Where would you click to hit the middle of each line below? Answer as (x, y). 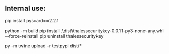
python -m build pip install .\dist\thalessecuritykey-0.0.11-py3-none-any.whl (84, 31)
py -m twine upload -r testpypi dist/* (43, 46)
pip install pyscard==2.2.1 (32, 20)
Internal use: (25, 8)
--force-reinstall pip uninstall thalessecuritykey (54, 36)
